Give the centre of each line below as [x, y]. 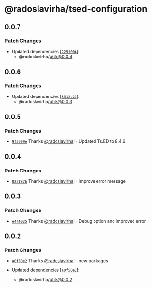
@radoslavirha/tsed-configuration [76, 9]
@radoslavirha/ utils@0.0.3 [46, 101]
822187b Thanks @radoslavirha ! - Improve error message [69, 181]
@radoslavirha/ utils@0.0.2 [46, 280]
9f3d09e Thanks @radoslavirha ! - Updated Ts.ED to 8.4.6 [68, 141]
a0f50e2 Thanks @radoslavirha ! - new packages [60, 261]
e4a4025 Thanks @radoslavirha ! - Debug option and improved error [79, 221]
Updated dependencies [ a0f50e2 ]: [46, 270]
